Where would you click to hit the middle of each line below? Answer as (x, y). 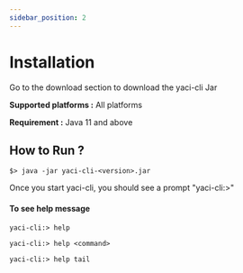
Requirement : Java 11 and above (71, 122)
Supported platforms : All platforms (76, 105)
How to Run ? (47, 150)
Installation (52, 62)
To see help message (50, 208)
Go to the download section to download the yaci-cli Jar (113, 87)
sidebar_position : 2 (48, 18)
